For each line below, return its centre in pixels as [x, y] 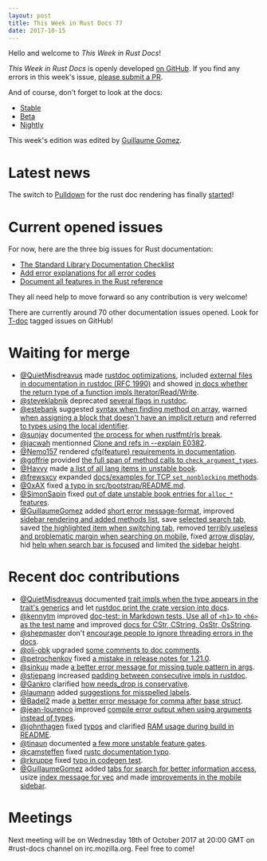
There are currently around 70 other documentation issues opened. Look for [133, 313]
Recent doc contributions [94, 577]
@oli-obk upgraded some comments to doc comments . [110, 650]
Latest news [49, 173]
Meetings [41, 818]
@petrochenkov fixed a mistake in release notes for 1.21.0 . [115, 658]
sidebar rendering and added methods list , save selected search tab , [133, 519]
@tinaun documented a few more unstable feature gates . [113, 744]
